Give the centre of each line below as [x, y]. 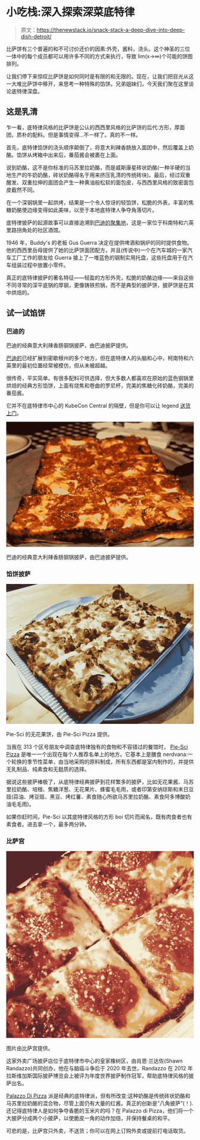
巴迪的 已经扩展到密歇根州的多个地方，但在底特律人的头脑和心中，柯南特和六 [100, 358]
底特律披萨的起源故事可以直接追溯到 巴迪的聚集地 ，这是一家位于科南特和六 [97, 222]
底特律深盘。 [27, 91]
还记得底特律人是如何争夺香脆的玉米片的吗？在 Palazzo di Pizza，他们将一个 [100, 1110]
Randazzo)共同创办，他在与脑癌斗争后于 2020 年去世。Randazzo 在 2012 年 [100, 1068]
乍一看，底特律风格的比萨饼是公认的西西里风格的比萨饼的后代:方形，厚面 [96, 127]
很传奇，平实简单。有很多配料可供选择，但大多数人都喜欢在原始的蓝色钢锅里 [100, 378]
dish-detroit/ [36, 36]
